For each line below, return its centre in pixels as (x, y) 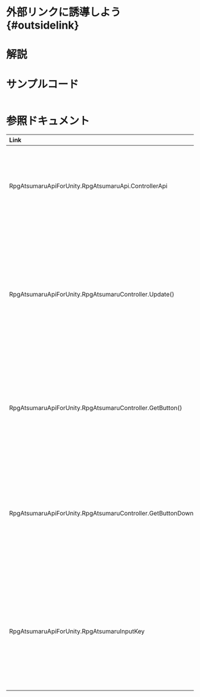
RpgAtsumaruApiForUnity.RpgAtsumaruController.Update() (92, 295)
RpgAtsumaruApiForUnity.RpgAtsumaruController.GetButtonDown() (104, 513)
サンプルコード (43, 84)
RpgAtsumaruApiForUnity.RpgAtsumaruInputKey (77, 631)
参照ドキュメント (48, 121)
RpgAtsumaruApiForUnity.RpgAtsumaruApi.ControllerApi (88, 186)
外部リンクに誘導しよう (64, 12)
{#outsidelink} (43, 25)
